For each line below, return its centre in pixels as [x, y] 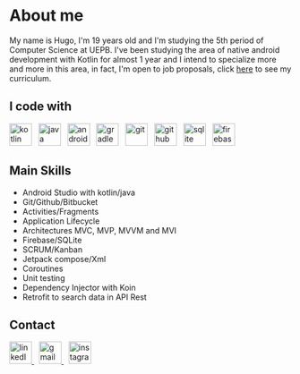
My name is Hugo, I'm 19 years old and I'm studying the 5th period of [137, 40]
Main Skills [40, 171]
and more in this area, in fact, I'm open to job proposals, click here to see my [150, 69]
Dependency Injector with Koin [79, 287]
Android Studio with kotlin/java [79, 192]
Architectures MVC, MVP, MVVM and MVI [99, 230]
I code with [41, 107]
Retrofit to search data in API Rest [85, 297]
